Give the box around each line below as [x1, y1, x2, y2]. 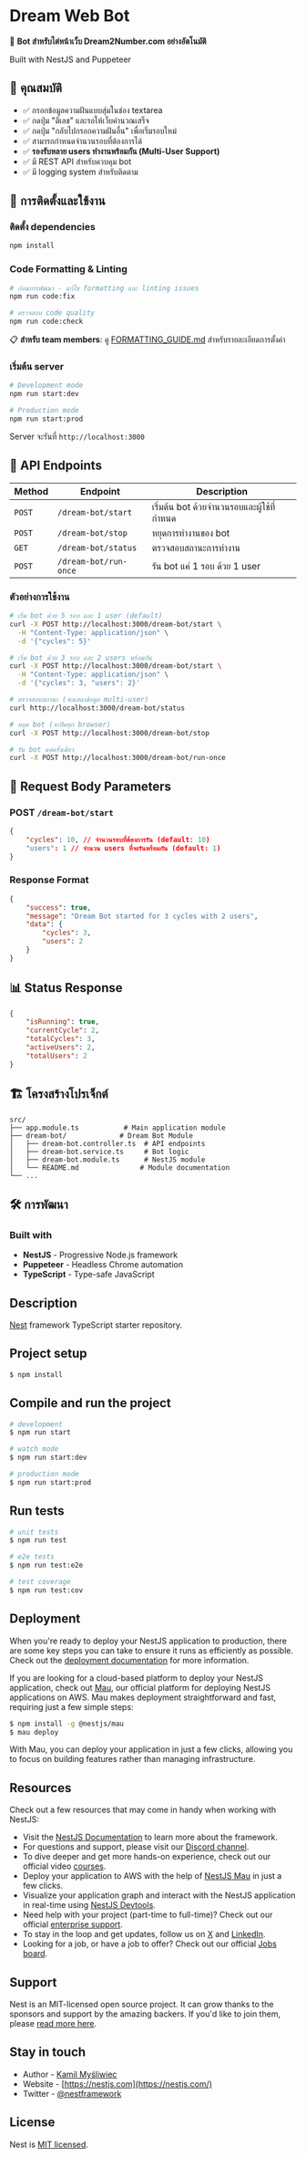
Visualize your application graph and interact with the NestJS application [22, 1890, 296, 1901]
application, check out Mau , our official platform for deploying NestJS [9, 1682, 271, 1693]
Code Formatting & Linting [9, 263, 127, 276]
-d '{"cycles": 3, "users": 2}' [17, 679, 141, 688]
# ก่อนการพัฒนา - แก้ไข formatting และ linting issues [9, 284, 199, 293]
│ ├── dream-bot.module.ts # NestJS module [9, 1155, 206, 1164]
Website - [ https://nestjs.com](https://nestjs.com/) [22, 2078, 212, 2090]
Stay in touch [9, 2045, 87, 2060]
